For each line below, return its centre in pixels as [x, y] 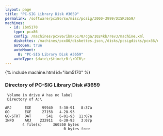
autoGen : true [28, 45]
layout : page [18, 9]
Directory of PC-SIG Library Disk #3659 [53, 85]
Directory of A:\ [24, 99]
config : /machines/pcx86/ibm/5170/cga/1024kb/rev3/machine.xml [79, 37]
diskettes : [25, 41]
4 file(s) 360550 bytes [51, 124]
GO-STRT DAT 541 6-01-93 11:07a [49, 116]
